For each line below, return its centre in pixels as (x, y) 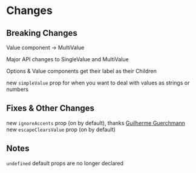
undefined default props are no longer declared (65, 163)
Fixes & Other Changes (51, 108)
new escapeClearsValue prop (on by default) (61, 129)
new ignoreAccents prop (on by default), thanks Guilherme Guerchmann (96, 123)
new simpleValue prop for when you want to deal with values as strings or (98, 83)
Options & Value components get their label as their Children (82, 71)
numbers (18, 89)
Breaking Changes (42, 33)
